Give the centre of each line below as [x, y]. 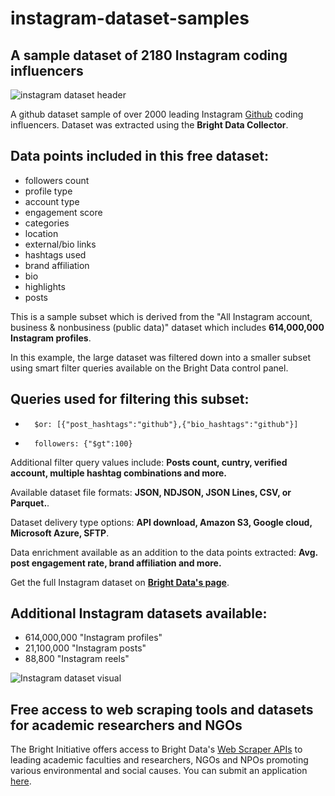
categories [47, 223]
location [41, 233]
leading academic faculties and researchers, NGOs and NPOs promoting [159, 760]
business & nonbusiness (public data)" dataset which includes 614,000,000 [167, 327]
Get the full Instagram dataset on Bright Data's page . [120, 582]
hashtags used [55, 254]
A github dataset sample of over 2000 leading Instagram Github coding [157, 114]
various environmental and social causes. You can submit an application [159, 771]
